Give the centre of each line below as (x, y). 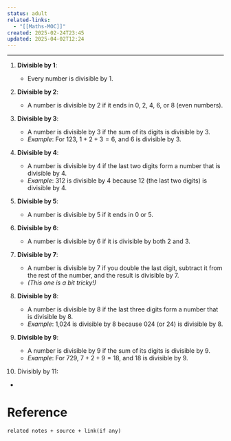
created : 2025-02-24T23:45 (46, 33)
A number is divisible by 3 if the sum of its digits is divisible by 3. (119, 132)
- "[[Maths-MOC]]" (40, 26)
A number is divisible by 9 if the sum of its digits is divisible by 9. (119, 351)
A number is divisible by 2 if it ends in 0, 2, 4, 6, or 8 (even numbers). (125, 105)
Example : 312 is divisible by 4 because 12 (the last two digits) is (117, 181)
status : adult (27, 13)
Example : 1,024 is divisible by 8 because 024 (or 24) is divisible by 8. (125, 324)
